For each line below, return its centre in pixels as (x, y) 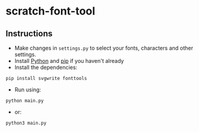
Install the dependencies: (46, 67)
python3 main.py (26, 123)
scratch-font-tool (51, 11)
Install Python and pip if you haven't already (69, 61)
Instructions (29, 34)
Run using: (28, 90)
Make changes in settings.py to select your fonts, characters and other (104, 48)
